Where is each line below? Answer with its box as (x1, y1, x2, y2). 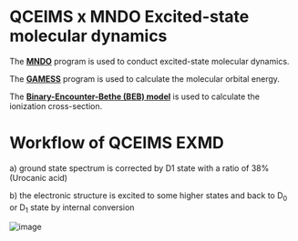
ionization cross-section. (9, 100, 103, 111)
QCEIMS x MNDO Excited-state (9, 6, 250, 27)
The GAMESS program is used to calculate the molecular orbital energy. (9, 73, 281, 84)
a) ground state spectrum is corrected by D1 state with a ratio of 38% (9, 162, 270, 174)
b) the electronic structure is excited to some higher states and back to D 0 (9, 189, 288, 203)
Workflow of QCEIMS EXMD (9, 133, 225, 154)
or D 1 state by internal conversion (9, 202, 135, 215)
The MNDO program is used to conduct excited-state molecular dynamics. (9, 55, 290, 66)
